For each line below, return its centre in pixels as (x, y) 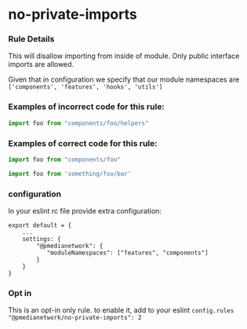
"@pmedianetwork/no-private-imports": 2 (75, 318)
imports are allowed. (41, 64)
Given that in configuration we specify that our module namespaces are (124, 79)
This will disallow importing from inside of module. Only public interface (124, 56)
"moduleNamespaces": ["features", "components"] (128, 253)
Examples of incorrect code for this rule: (86, 107)
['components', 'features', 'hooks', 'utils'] (85, 87)
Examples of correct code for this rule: (83, 143)
